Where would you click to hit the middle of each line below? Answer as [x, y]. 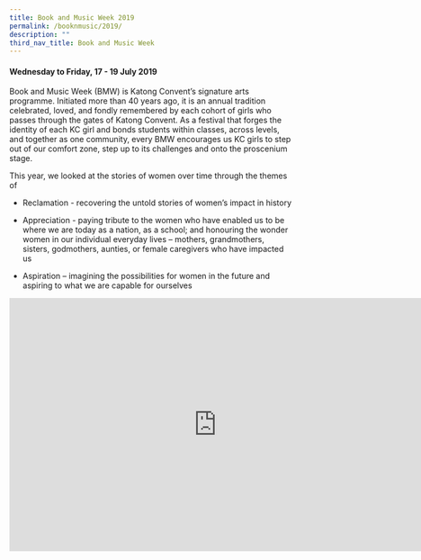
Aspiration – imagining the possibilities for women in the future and [146, 276]
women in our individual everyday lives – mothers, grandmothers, [143, 239]
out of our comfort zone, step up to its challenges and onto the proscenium [148, 149]
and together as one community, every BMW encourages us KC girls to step [150, 140]
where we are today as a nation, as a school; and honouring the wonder [155, 230]
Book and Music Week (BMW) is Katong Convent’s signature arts [130, 92]
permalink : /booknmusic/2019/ [66, 26]
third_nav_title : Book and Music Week [82, 43]
